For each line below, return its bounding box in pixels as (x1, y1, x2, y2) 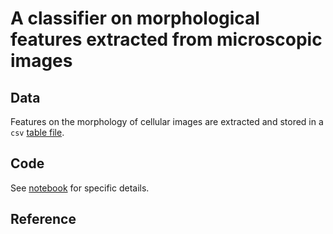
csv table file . (10, 127, 65, 138)
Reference (10, 211, 77, 228)
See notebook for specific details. (10, 182, 150, 194)
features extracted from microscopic (10, 28, 323, 51)
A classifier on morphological (10, 7, 260, 30)
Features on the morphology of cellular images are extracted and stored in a (10, 116, 324, 127)
